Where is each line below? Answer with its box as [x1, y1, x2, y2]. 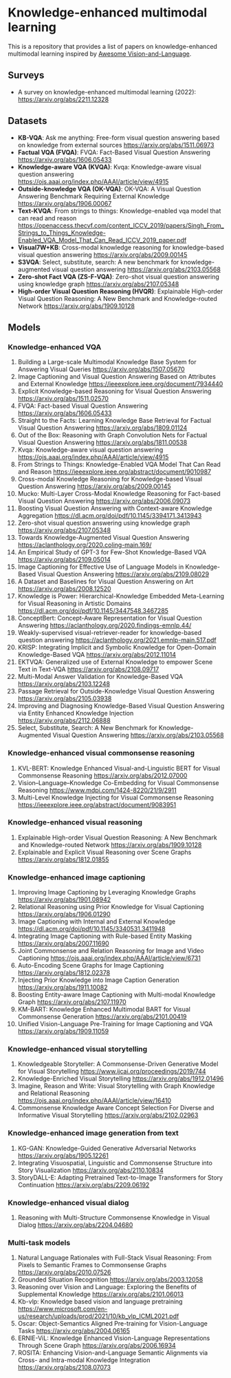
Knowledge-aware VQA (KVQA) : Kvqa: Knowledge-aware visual [17, 163, 201, 171]
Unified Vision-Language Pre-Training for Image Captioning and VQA [17, 1020, 213, 1028]
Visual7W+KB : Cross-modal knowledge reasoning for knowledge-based [17, 243, 224, 251]
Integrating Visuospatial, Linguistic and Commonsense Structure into [17, 1158, 212, 1167]
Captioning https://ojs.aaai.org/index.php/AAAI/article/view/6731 [17, 954, 201, 962]
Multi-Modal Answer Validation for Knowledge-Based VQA [17, 673, 184, 681]
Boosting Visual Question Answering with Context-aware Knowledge [17, 504, 212, 512]
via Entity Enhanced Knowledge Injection [17, 709, 134, 718]
